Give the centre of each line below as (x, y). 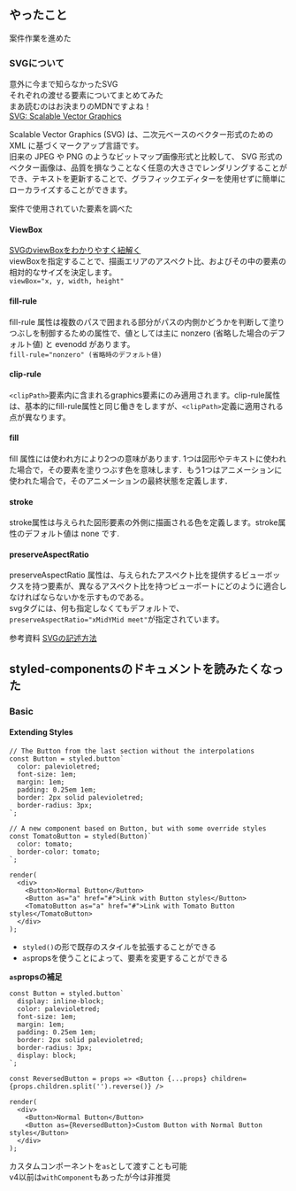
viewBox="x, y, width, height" (67, 282)
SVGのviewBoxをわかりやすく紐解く (75, 251)
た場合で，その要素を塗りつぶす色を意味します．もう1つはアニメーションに (146, 469)
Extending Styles (41, 732)
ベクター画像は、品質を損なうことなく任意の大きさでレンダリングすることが (148, 168)
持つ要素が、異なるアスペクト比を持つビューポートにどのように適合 (156, 586)
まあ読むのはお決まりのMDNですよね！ (80, 106)
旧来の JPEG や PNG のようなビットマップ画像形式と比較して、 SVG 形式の (146, 157)
